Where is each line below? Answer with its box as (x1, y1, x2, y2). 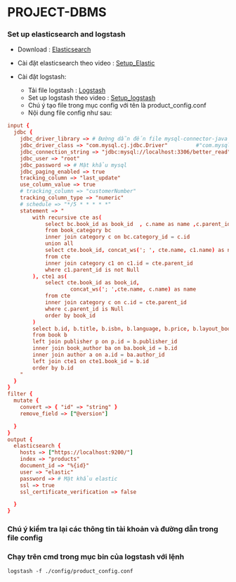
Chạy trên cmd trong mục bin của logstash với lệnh (7, 552, 185, 562)
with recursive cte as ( (32, 214, 102, 221)
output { (7, 436, 33, 443)
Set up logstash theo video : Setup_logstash (27, 94, 156, 102)
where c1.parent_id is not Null (44, 266, 140, 273)
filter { (7, 391, 33, 398)
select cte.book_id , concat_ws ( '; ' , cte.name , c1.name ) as (44, 247, 225, 254)
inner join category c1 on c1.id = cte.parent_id (44, 260, 193, 267)
